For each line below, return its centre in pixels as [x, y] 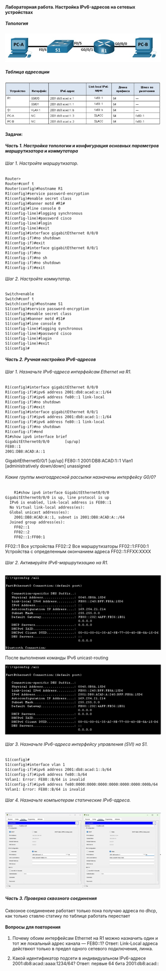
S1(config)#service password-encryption [47, 309]
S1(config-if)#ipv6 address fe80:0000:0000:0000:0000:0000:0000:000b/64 [82, 784]
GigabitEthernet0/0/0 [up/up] [43, 442]
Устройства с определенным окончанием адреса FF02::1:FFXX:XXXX [78, 551]
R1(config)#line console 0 [33, 208]
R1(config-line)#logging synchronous [44, 213]
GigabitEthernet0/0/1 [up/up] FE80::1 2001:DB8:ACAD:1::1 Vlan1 [69, 461]
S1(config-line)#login [28, 338]
